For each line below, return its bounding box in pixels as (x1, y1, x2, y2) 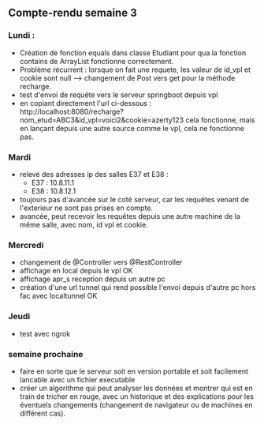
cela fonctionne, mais (184, 115, 255, 125)
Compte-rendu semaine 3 (8, 6, 137, 20)
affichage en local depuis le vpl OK (19, 266, 133, 276)
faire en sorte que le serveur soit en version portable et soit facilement (19, 367, 248, 376)
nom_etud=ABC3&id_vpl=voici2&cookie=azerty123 (19, 115, 184, 125)
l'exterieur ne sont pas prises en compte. (19, 203, 154, 212)
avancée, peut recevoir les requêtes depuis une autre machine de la (19, 211, 240, 220)
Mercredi (8, 239, 44, 250)
